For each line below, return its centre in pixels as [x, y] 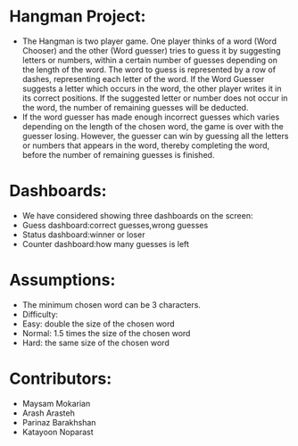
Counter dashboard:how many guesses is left [106, 244]
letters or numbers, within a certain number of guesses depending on [150, 60]
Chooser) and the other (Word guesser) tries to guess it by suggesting [151, 50]
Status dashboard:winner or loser [83, 235]
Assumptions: [62, 281]
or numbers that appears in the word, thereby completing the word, [146, 145]
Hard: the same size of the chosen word [95, 343]
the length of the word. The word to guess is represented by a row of [149, 70]
